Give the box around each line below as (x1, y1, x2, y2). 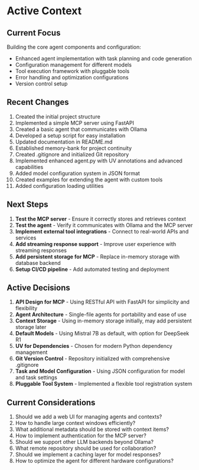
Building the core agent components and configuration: (6, 43, 141, 50)
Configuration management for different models (15, 61, 132, 68)
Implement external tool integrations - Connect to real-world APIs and (15, 228, 189, 235)
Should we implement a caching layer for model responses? (15, 451, 161, 458)
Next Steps (6, 200, 48, 210)
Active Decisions (6, 283, 70, 293)
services (15, 234, 37, 241)
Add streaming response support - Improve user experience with (15, 240, 177, 247)
